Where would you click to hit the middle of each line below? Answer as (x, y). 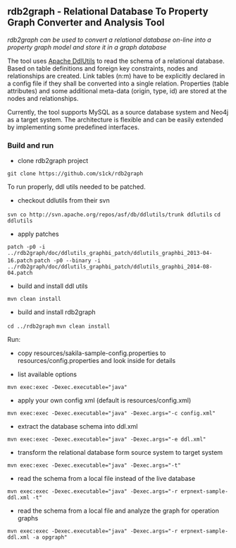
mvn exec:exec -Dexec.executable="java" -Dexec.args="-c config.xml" (112, 413)
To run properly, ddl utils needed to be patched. (76, 187)
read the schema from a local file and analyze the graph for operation (118, 511)
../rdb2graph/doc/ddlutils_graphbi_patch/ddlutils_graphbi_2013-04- (110, 254)
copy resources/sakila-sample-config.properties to (92, 353)
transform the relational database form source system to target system (120, 453)
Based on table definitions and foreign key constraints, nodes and (103, 68)
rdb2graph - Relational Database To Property (108, 12)
